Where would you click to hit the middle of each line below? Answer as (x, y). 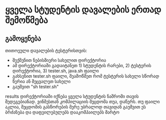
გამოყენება (23, 39)
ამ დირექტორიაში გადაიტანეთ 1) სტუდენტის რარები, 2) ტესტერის (82, 65)
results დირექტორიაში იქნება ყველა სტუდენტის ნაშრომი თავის (72, 96)
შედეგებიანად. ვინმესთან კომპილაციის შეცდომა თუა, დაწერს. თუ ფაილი (83, 102)
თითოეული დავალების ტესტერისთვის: (46, 51)
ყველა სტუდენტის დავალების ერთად (83, 10)
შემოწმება (27, 20)
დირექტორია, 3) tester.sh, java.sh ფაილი (55, 71)
